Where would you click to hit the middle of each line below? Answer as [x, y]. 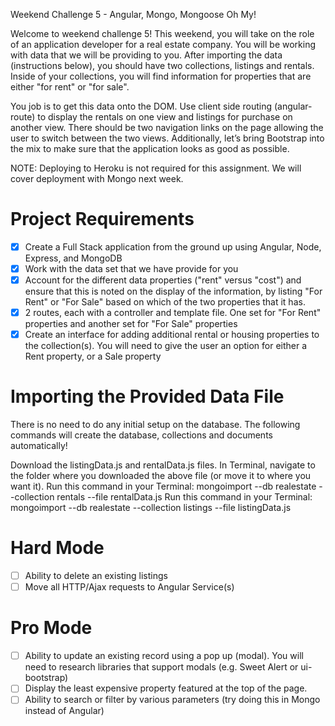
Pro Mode [51, 628]
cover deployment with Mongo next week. [97, 178]
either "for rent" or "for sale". [70, 87]
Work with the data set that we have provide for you [131, 268]
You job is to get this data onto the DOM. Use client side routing [141, 106]
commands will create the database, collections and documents [141, 435]
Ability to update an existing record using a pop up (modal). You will [164, 656]
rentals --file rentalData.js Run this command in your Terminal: [184, 497]
